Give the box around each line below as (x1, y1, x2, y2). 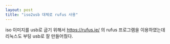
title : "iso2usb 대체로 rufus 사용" (5, 12, 78, 17)
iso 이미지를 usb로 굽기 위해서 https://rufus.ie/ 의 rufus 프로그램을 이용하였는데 (5, 26, 165, 33)
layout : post (5, 7, 33, 13)
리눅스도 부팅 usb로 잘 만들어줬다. (5, 33, 73, 39)
